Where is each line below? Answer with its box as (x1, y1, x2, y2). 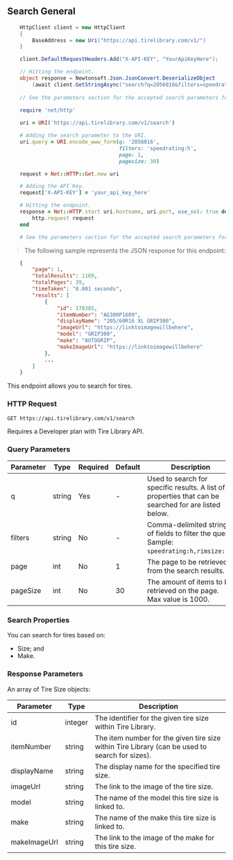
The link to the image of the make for (94, 832, 215, 842)
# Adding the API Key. (19, 183, 85, 190)
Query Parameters (7, 444, 71, 454)
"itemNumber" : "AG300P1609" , (56, 311, 141, 318)
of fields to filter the (146, 528, 212, 538)
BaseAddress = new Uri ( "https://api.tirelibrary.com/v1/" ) (32, 37, 207, 44)
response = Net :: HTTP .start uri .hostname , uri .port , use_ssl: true (19, 208, 218, 216)
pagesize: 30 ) (119, 157, 159, 165)
